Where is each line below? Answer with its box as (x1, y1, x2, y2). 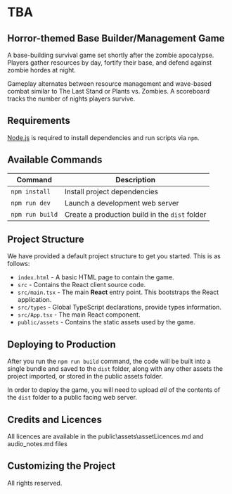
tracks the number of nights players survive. (7, 94, 136, 103)
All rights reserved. (7, 479, 63, 487)
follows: (7, 260, 30, 268)
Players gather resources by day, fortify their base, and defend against (7, 58, 212, 67)
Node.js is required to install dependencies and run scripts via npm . (7, 133, 200, 141)
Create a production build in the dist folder (64, 209, 207, 219)
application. (17, 296, 52, 304)
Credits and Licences (7, 413, 102, 426)
